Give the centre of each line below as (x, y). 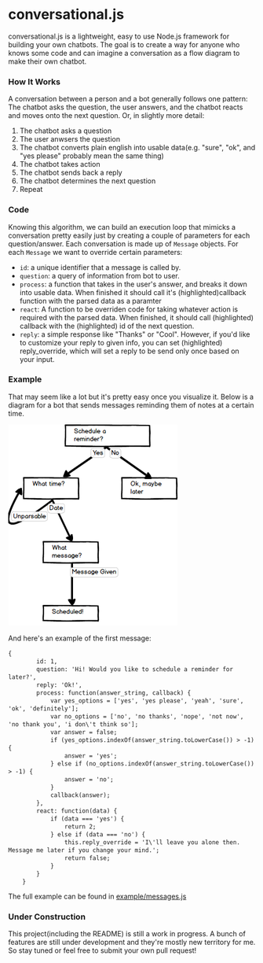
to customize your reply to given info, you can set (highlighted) (121, 342)
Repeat (31, 190)
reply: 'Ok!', (59, 685)
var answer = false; (84, 732)
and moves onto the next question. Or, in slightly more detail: (106, 116)
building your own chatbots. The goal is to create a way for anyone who (124, 44)
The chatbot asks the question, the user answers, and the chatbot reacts (126, 107)
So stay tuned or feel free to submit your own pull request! (102, 950)
